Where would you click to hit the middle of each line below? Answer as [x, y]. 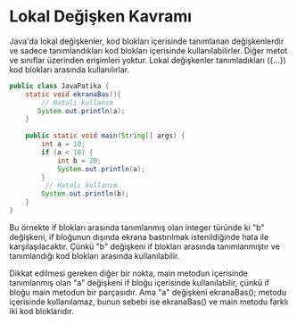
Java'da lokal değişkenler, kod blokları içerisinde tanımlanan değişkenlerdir [147, 41]
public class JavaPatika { [59, 86]
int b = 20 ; [79, 161]
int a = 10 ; [64, 145]
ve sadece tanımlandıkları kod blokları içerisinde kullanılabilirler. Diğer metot [148, 50]
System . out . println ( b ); [85, 194]
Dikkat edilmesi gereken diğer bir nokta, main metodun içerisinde [128, 273]
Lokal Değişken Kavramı [101, 17]
